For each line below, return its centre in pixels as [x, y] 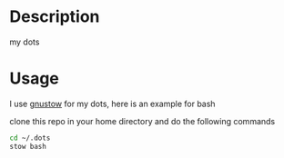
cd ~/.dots [30, 138]
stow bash [28, 146]
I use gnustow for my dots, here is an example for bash [112, 104]
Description [55, 17]
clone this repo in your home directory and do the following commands [142, 121]
